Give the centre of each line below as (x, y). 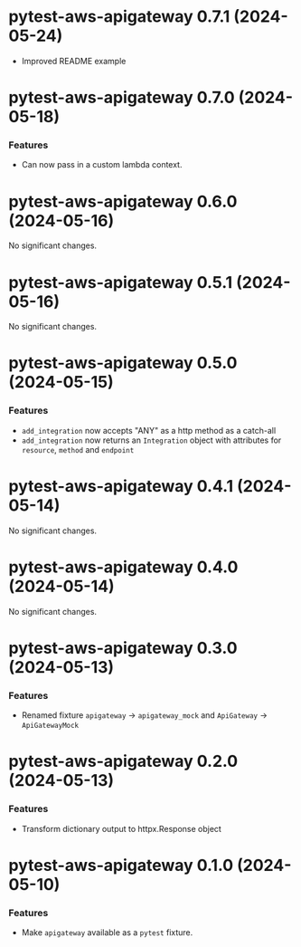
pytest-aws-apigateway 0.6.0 (123, 201)
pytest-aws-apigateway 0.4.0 (123, 567)
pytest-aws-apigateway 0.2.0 (123, 761)
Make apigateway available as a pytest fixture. (107, 933)
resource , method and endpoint (78, 449)
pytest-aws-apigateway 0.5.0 (123, 363)
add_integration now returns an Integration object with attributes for (151, 440)
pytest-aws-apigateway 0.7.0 (122, 98)
